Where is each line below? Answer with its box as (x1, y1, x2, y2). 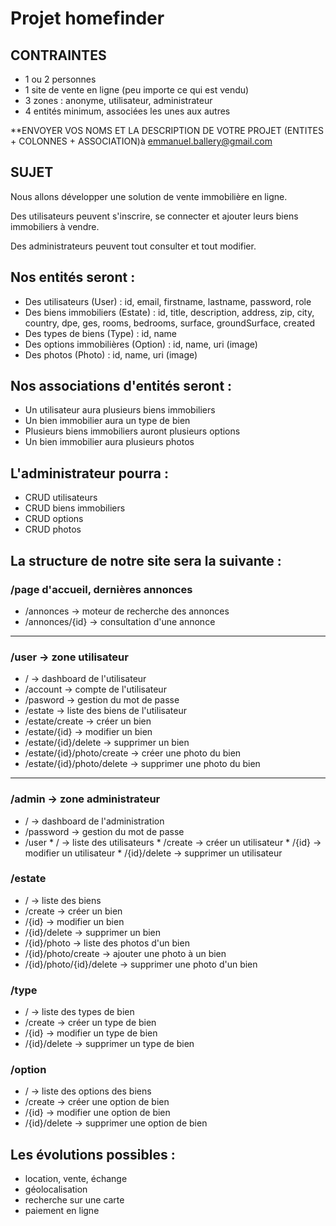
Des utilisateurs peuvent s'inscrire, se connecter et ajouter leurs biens (10, 210, 299, 222)
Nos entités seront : (10, 269, 136, 286)
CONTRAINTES (10, 47, 107, 64)
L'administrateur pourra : (10, 465, 169, 482)
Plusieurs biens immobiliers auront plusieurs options (24, 425, 241, 437)
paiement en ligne (24, 1205, 100, 1217)
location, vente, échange (24, 1173, 128, 1185)
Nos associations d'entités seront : (10, 378, 233, 395)
